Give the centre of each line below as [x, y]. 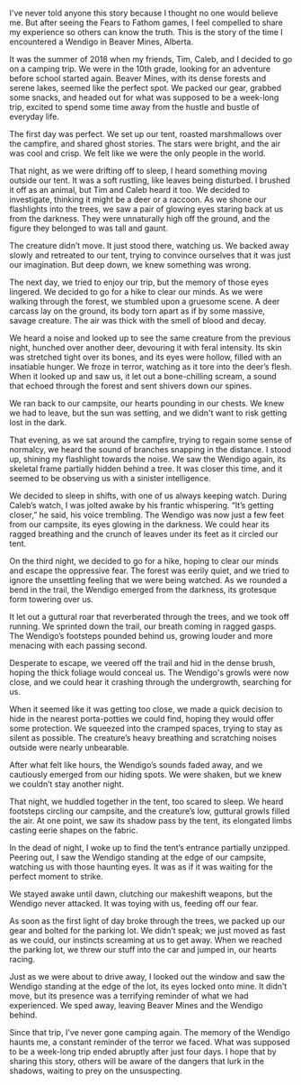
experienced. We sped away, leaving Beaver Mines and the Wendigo [136, 1005]
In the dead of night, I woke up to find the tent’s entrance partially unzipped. [150, 848]
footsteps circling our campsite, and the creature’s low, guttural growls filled [150, 811]
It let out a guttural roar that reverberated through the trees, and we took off [149, 617]
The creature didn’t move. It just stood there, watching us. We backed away [149, 246]
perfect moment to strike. [56, 876]
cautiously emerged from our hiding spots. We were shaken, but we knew [146, 775]
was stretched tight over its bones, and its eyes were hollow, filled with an [146, 357]
